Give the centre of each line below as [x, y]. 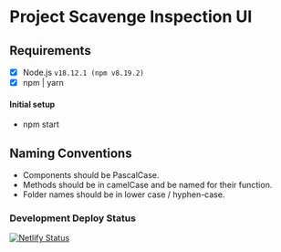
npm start [41, 124]
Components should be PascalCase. [91, 175]
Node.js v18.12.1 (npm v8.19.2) [83, 72]
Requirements [50, 51]
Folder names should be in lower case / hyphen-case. [124, 194]
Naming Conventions [71, 153]
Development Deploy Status [73, 218]
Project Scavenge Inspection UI [131, 17]
